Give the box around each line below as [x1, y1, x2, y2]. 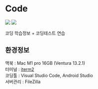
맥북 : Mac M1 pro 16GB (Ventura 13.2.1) [5, 60, 86, 66]
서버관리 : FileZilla [5, 79, 41, 85]
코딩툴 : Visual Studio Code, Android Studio [5, 72, 93, 78]
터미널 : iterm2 [5, 66, 34, 72]
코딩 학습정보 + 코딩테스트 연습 [5, 30, 66, 36]
